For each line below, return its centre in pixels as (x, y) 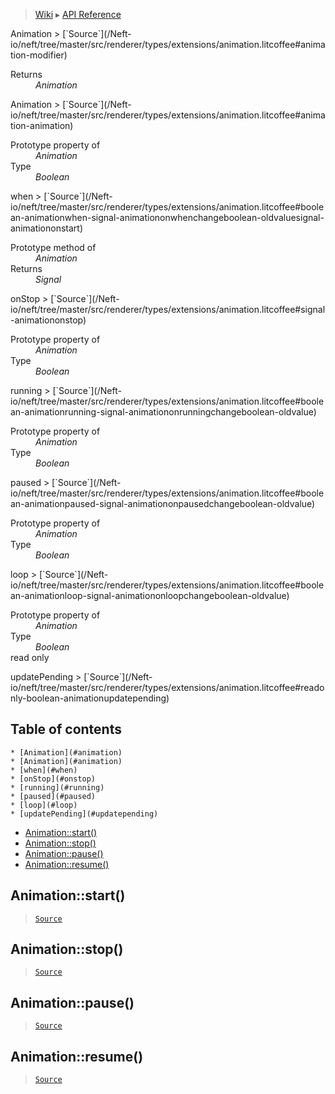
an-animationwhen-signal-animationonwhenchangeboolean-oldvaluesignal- (167, 217)
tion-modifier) (39, 55)
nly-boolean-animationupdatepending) (90, 698)
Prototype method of (53, 247)
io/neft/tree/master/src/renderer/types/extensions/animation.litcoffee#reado (167, 687)
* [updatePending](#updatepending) (84, 814)
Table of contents (66, 729)
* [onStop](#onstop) (53, 779)
